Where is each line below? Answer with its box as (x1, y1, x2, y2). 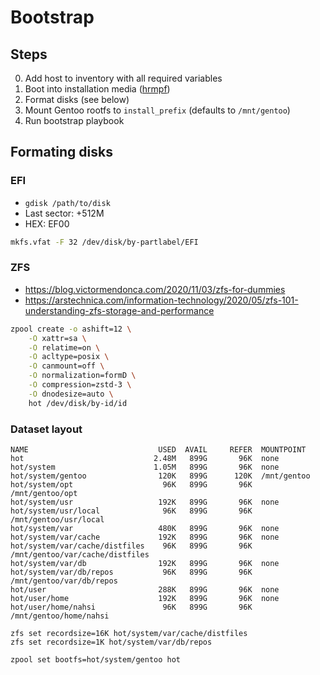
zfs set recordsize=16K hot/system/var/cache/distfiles (10, 629, 248, 639)
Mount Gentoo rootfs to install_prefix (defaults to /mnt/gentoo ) (24, 104, 291, 116)
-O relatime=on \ (28, 342, 101, 353)
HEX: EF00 (24, 217, 70, 230)
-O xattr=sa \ (28, 333, 87, 343)
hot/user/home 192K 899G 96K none (10, 594, 280, 604)
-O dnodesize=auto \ (28, 389, 114, 399)
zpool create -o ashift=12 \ (10, 324, 132, 334)
